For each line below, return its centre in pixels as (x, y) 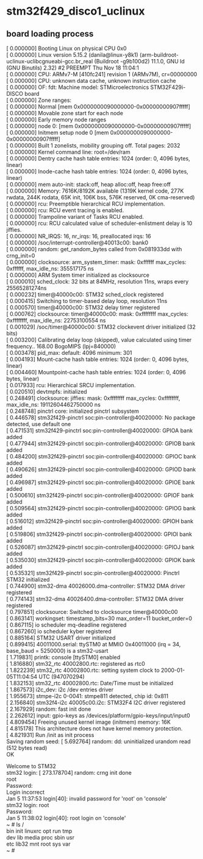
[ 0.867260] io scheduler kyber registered (59, 631)
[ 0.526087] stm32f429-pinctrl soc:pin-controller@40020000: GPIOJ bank (101, 547)
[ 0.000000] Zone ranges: (39, 100)
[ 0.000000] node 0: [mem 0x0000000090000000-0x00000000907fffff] (99, 126)
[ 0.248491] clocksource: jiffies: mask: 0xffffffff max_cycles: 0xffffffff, (93, 398)
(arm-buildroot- (159, 55)
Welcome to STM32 (31, 766)
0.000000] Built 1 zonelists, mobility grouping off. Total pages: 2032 (95, 145)
